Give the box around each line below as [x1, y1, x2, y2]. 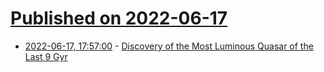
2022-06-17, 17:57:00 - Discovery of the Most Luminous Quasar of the [24, 40, 314, 52]
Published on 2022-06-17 [10, 7, 228, 30]
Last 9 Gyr [24, 50, 68, 62]
